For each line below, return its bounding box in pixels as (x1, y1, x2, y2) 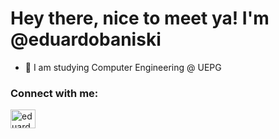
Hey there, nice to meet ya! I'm (10, 7, 270, 30)
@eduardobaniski (10, 28, 162, 51)
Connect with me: (10, 86, 99, 100)
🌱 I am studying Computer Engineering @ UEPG (24, 61, 222, 73)
